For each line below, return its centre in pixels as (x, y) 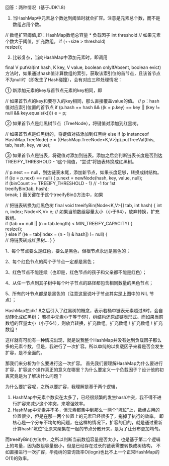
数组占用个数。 (28, 24)
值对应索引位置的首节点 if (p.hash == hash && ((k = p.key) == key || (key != (83, 107)
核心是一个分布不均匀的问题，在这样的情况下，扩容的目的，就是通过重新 (87, 422)
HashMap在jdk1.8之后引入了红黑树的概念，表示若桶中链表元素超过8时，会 (82, 310)
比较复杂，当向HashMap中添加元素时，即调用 (60, 57)
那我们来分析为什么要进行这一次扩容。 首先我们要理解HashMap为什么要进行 (84, 363)
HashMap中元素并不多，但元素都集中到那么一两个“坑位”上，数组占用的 (86, 410)
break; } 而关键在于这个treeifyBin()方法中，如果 (54, 195)
